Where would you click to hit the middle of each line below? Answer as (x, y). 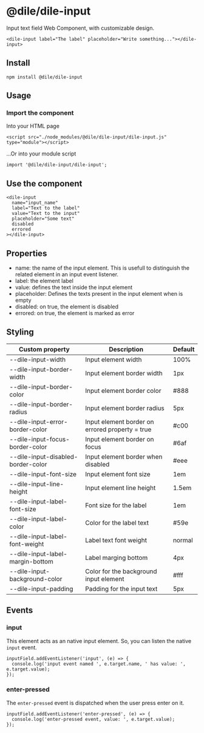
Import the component (40, 113)
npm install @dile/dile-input (45, 77)
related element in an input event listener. (67, 274)
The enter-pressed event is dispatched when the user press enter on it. (95, 703)
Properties (27, 253)
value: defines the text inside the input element (74, 287)
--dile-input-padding (41, 588)
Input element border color (123, 390)
